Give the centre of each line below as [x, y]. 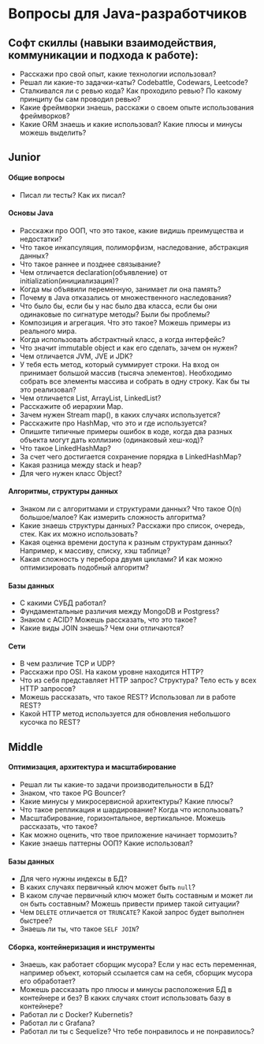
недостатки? [41, 239]
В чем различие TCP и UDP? [67, 663]
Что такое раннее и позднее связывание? [90, 264]
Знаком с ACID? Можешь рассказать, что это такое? [108, 620]
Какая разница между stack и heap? [80, 465]
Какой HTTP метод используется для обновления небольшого [125, 714]
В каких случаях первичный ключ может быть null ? [107, 887]
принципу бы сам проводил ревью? [80, 99]
